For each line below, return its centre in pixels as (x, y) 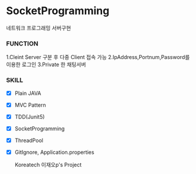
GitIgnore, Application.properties (54, 152)
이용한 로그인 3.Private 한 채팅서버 (46, 65)
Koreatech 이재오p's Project (48, 165)
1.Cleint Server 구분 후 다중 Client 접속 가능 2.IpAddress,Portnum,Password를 (98, 57)
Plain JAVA (28, 93)
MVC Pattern (30, 105)
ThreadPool (29, 140)
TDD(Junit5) (30, 117)
